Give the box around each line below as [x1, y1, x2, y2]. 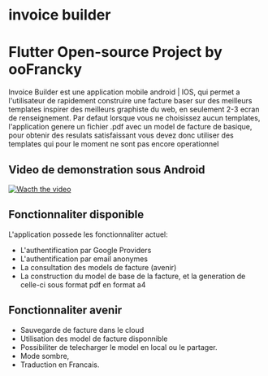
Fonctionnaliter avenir [8, 304, 123, 317]
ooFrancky [8, 60, 83, 79]
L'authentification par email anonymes [19, 254, 149, 264]
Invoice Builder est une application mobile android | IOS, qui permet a [8, 87, 240, 97]
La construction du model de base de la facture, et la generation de [19, 271, 246, 281]
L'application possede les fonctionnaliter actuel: [8, 230, 168, 239]
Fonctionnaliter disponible [8, 208, 145, 221]
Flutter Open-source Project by [8, 43, 223, 62]
